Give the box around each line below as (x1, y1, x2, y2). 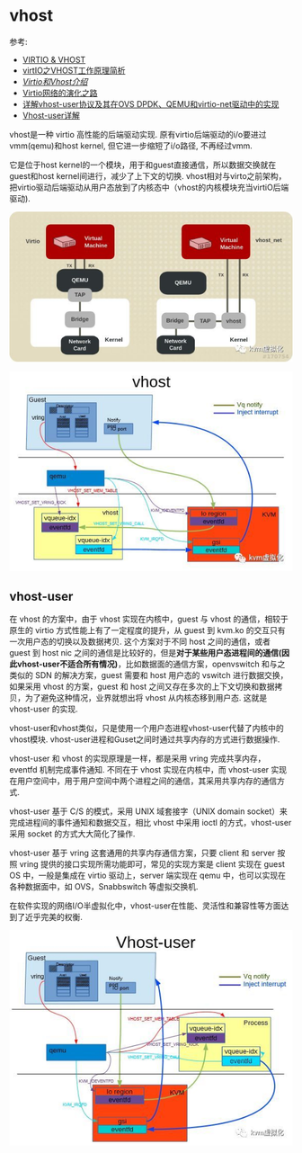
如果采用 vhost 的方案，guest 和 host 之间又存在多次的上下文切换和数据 (9, 681, 275, 692)
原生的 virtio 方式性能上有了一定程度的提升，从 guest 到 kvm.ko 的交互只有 (9, 625, 286, 635)
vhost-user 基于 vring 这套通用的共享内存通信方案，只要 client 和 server (9, 847, 276, 858)
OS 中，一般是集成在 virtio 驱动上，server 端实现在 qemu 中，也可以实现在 (9, 870, 286, 880)
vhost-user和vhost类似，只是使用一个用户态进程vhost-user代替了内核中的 (9, 723, 285, 733)
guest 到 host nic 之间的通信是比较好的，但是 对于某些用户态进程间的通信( (9, 648, 282, 657)
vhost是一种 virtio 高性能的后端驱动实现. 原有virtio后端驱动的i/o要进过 (9, 129, 267, 139)
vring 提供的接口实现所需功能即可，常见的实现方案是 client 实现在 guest (19, 859, 285, 869)
